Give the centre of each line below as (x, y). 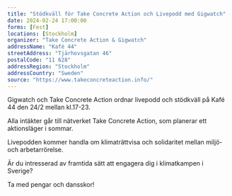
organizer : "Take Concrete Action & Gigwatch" (77, 40)
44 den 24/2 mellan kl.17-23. (49, 108)
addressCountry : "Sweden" (45, 73)
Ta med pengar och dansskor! (51, 185)
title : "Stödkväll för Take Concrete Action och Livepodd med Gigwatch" (117, 14)
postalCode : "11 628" (39, 60)
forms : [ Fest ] (28, 27)
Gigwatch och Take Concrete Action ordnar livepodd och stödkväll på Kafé (116, 100)
